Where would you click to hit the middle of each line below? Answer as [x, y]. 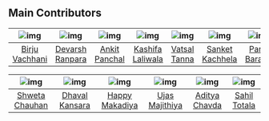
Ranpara [71, 59]
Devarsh [71, 49]
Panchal [110, 59]
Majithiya [165, 105]
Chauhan [31, 105]
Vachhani [30, 59]
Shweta [31, 95]
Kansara [74, 105]
